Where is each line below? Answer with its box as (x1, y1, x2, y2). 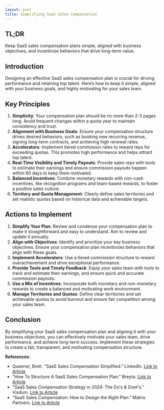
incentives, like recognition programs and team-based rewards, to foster (12, 180, 158, 186)
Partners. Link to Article (12, 400, 60, 406)
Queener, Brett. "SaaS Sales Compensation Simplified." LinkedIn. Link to (12, 363, 158, 369)
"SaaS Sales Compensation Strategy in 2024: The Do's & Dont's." (12, 384, 144, 390)
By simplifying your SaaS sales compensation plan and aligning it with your (5, 329, 156, 335)
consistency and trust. (12, 123, 57, 129)
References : (5, 354, 30, 360)
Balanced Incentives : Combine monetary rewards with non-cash (12, 175, 143, 181)
